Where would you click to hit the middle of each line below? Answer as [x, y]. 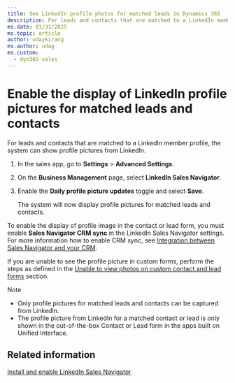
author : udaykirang [36, 40]
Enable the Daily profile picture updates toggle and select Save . [111, 191]
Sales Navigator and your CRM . [52, 247]
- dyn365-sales [36, 59]
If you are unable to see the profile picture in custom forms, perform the [111, 261]
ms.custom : [23, 53]
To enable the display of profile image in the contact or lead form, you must [116, 225]
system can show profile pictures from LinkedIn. [77, 150]
